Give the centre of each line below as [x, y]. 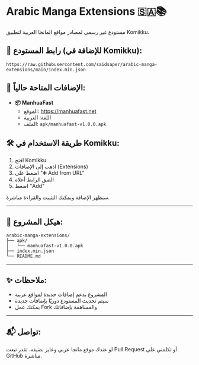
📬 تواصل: [24, 332]
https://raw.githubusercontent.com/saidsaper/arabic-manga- [82, 64]
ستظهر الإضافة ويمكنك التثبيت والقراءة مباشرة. [58, 197]
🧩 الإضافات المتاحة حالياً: [46, 88]
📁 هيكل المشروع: [35, 221]
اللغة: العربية [37, 117]
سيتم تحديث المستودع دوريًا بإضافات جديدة [62, 301]
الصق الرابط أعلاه [34, 180]
